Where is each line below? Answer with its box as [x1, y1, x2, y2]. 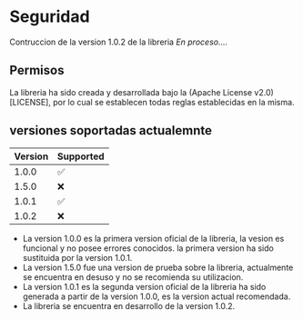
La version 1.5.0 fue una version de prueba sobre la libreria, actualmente [22, 262, 294, 273]
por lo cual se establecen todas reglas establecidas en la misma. [53, 96, 295, 107]
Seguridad [9, 6, 90, 27]
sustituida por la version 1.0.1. [22, 252, 133, 263]
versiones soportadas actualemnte [9, 123, 212, 138]
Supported [57, 150, 105, 163]
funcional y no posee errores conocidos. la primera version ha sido [22, 243, 275, 254]
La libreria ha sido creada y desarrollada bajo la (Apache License [9, 86, 253, 97]
